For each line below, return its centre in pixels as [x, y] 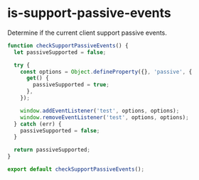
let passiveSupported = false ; [60, 52]
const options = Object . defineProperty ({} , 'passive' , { [106, 72]
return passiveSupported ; [52, 150]
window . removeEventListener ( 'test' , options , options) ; [105, 117]
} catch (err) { [38, 124]
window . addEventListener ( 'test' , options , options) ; [100, 111]
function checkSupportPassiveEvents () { [68, 45]
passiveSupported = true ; [71, 85]
